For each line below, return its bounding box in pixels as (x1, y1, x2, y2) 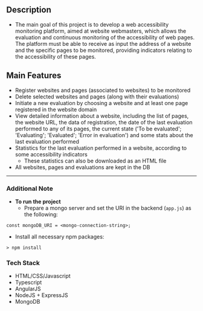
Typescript (14, 279, 42, 286)
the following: (24, 211, 59, 218)
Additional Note (6, 184, 53, 193)
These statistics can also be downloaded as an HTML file (24, 157, 167, 164)
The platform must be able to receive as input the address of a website (14, 40, 192, 47)
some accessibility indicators (14, 150, 88, 158)
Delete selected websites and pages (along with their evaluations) (14, 93, 179, 100)
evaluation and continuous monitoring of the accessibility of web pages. (14, 33, 195, 41)
